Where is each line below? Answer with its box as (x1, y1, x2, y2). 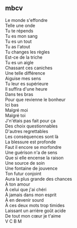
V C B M (5, 218, 22, 224)
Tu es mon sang (5, 33, 38, 39)
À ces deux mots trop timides (5, 202, 65, 208)
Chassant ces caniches (5, 65, 53, 71)
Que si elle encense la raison (5, 154, 64, 161)
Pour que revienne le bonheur (5, 97, 66, 103)
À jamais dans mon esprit (5, 192, 57, 198)
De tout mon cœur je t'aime (5, 213, 61, 219)
